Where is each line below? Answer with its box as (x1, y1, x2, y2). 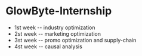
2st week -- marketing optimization (14, 30, 101, 37)
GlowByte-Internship (5, 4, 112, 18)
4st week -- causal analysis (14, 43, 83, 50)
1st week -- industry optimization (14, 24, 95, 31)
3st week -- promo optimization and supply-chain (14, 36, 137, 43)
